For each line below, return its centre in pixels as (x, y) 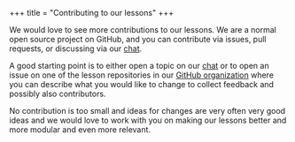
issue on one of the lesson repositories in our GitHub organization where (142, 75)
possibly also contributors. (58, 93)
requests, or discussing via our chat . (76, 49)
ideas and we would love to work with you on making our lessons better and (148, 120)
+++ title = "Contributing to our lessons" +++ (92, 13)
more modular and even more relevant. (80, 130)
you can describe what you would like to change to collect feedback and (142, 84)
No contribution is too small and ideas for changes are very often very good (147, 111)
